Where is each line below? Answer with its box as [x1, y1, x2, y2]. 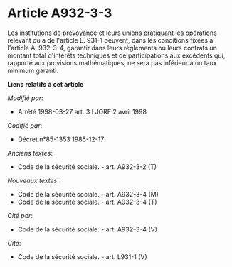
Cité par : [7, 211, 33, 219]
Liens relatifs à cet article [7, 80, 84, 88]
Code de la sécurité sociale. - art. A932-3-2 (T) [17, 162, 157, 171]
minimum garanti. [7, 66, 58, 75]
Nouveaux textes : [7, 176, 59, 185]
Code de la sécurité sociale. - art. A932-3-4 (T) [17, 197, 158, 206]
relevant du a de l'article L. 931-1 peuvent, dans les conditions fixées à [7, 36, 213, 44]
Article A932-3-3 [7, 5, 112, 21]
